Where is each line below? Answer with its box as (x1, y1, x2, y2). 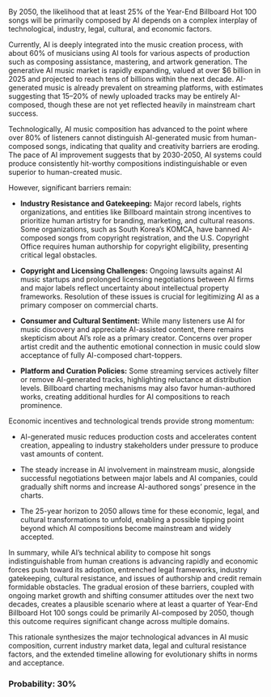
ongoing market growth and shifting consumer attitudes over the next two (8, 591, 254, 600)
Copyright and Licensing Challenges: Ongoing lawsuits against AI (19, 266, 243, 275)
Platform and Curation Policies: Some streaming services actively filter (19, 366, 259, 376)
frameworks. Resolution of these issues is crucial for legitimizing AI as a (19, 291, 260, 301)
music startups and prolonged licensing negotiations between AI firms (19, 274, 255, 284)
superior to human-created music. (8, 168, 123, 176)
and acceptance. (8, 658, 65, 667)
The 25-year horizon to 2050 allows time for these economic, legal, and (19, 506, 260, 516)
